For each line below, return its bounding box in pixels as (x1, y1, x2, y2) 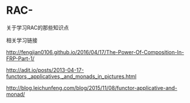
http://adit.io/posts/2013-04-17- (6, 66, 84, 73)
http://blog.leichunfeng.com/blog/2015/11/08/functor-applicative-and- (6, 84, 178, 91)
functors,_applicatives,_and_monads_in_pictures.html (6, 73, 137, 80)
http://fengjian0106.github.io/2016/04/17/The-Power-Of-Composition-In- (6, 48, 184, 55)
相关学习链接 (6, 36, 37, 43)
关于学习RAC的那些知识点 (6, 24, 69, 31)
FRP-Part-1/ (6, 55, 34, 62)
